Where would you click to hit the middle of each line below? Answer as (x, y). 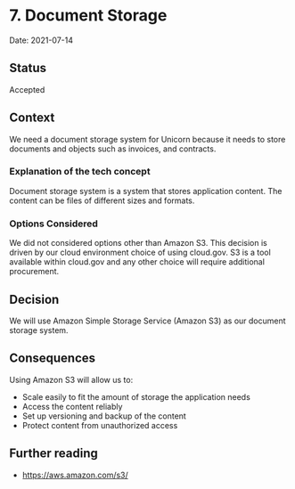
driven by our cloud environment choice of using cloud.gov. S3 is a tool (140, 253)
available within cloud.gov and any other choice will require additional (137, 262)
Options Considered (53, 224)
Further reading (53, 454)
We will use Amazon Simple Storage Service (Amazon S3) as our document (148, 321)
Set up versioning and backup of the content (104, 416)
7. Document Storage (88, 16)
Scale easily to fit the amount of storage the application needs (136, 396)
